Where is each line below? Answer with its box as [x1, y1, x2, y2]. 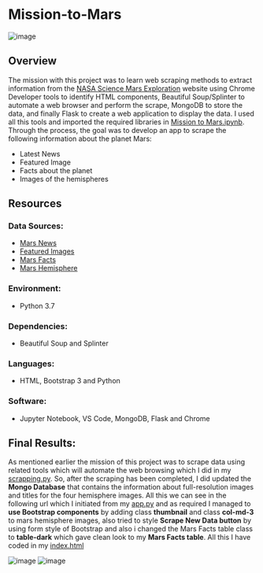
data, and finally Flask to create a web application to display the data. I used [8, 109, 254, 118]
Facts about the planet [19, 165, 93, 175]
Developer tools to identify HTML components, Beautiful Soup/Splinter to [8, 92, 246, 102]
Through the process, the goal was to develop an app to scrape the [8, 125, 227, 135]
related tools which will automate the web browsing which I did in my [8, 466, 232, 475]
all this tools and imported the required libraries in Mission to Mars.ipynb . [8, 116, 245, 127]
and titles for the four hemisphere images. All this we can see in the [8, 490, 227, 501]
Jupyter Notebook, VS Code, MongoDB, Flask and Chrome [19, 413, 210, 423]
